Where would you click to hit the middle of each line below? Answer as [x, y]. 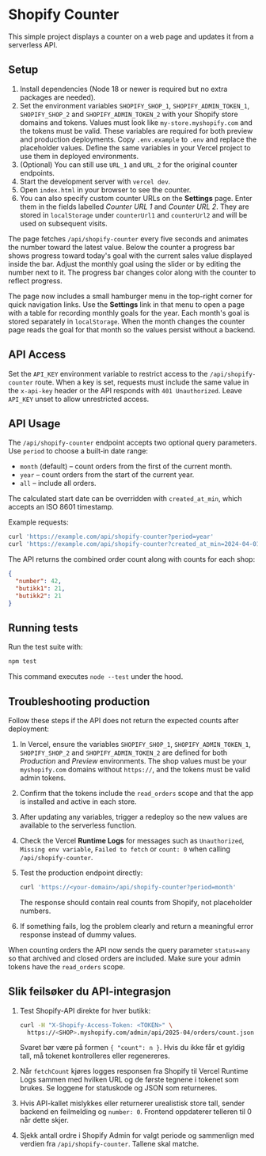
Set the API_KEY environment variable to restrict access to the [108, 373]
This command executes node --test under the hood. [96, 677]
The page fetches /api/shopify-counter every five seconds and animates [128, 238]
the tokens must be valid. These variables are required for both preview [136, 131]
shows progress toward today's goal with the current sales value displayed [130, 256]
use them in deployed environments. [79, 156]
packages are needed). [58, 97]
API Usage [34, 424]
